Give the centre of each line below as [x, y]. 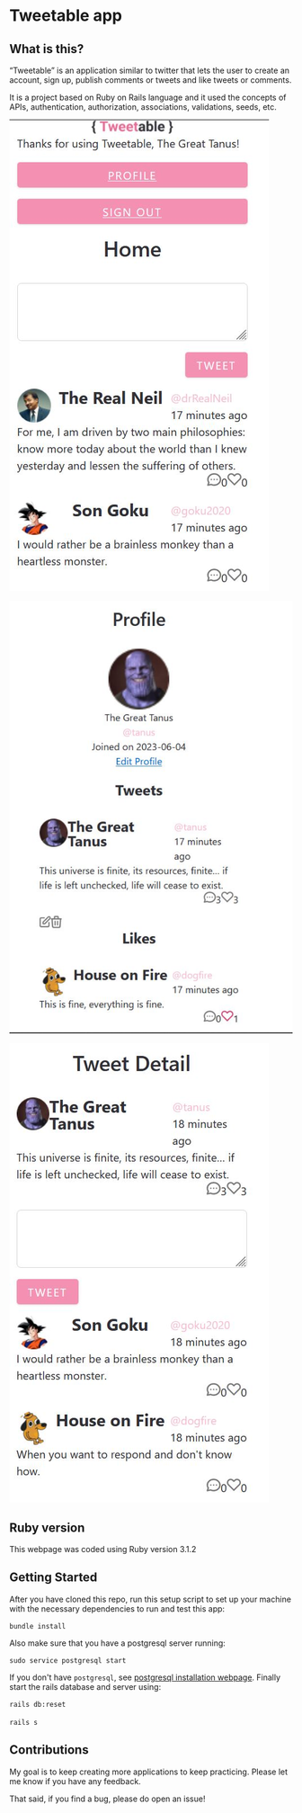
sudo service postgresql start [68, 1660]
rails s [24, 1722]
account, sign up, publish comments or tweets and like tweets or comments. [151, 80]
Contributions [49, 1750]
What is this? [47, 49]
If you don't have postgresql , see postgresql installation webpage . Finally [145, 1677]
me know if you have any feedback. [75, 1781]
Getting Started [53, 1578]
